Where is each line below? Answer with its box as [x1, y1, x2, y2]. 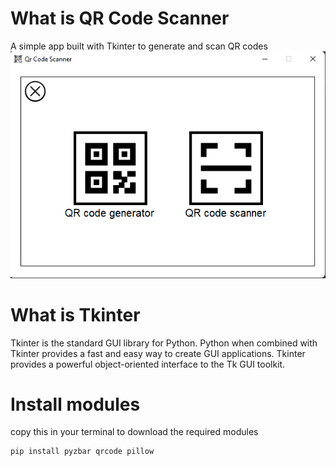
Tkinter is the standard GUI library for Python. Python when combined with [10, 337, 318, 349]
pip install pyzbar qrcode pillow [10, 447, 155, 457]
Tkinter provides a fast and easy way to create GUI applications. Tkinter [10, 347, 306, 359]
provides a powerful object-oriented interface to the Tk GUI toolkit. [10, 358, 286, 370]
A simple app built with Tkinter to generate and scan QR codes [10, 40, 268, 52]
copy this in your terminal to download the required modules [10, 426, 259, 438]
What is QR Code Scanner [10, 7, 230, 30]
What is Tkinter [10, 303, 141, 326]
